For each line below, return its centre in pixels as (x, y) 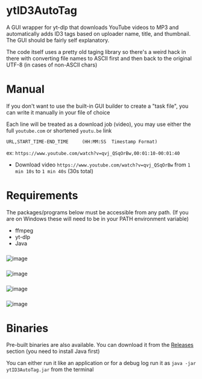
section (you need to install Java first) (53, 351)
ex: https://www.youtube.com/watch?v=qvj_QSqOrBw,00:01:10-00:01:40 (93, 153)
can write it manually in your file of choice (58, 112)
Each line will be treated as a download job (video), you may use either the (99, 124)
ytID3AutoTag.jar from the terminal (50, 369)
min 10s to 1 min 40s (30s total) (54, 171)
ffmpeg (24, 230)
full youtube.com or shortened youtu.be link (59, 130)
